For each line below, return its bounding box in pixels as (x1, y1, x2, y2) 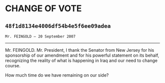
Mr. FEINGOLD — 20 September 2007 (5, 34, 76, 39)
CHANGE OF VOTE (5, 3, 82, 14)
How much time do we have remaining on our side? (5, 72, 109, 78)
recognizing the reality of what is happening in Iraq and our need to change (5, 58, 158, 63)
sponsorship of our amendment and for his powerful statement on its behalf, (5, 52, 160, 58)
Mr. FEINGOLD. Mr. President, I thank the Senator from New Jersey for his (5, 47, 155, 53)
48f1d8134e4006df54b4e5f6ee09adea (5, 22, 111, 29)
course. (5, 63, 21, 68)
